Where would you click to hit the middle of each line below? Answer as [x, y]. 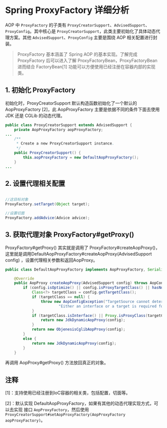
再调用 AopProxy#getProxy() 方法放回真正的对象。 [57, 363]
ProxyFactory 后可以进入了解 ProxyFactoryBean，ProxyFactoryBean [87, 60]
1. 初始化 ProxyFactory [40, 90]
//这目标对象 [17, 200]
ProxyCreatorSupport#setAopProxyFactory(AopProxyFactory [65, 415]
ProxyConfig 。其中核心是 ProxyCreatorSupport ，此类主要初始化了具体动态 [81, 31]
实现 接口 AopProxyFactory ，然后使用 [51, 410]
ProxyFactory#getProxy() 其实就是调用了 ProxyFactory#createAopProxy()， [83, 248]
